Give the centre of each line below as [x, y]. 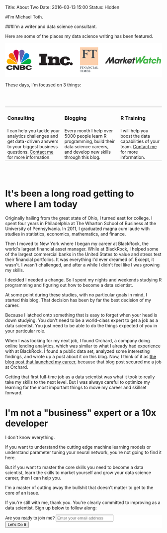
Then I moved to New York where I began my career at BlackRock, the [77, 244]
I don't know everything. [30, 437]
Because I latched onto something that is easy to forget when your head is [81, 315]
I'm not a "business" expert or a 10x [81, 413]
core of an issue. [22, 493]
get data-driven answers [33, 141]
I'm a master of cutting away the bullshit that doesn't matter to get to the [79, 488]
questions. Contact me [30, 152]
